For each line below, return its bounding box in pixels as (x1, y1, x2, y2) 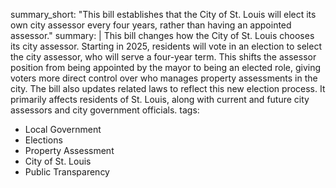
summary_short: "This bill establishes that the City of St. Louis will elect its (10, 9, 317, 20)
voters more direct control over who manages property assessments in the (10, 72, 318, 84)
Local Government (24, 124, 102, 135)
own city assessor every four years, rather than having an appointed (10, 19, 292, 31)
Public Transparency (24, 166, 110, 178)
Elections (24, 134, 63, 146)
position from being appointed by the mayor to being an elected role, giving (10, 62, 322, 73)
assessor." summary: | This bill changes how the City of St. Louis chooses (10, 30, 315, 41)
